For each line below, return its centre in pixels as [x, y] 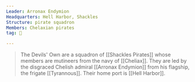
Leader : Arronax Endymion [37, 11]
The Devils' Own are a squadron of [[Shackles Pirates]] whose [95, 55]
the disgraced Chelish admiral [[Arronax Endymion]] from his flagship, [105, 67]
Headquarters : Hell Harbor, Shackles [52, 17]
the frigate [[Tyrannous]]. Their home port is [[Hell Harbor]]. [93, 73]
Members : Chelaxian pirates [40, 28]
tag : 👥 [14, 33]
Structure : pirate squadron [40, 22]
